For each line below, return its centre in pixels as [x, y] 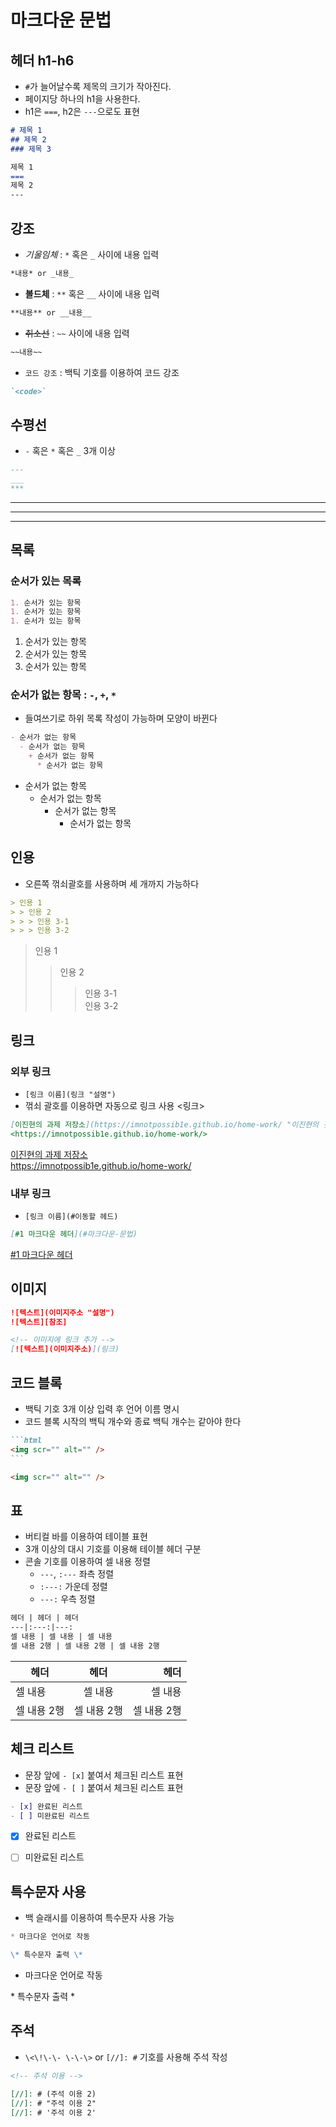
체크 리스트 [42, 1749]
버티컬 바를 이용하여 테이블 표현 [86, 1537]
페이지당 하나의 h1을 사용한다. [82, 99]
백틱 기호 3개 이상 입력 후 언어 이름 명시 [102, 1409]
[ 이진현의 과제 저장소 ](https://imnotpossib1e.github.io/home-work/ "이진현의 [165, 1124]
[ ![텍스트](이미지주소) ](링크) [65, 1349]
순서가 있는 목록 [46, 581]
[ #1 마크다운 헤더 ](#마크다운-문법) [74, 1234]
